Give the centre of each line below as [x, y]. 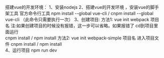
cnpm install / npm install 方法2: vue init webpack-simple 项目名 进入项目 [80, 38]
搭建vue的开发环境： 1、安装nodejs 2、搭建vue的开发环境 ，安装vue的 [78, 7]
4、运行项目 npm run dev [31, 50]
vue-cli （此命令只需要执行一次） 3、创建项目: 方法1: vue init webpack [77, 19]
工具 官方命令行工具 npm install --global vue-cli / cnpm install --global [81, 13]
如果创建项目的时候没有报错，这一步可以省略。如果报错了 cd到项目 [85, 26]
